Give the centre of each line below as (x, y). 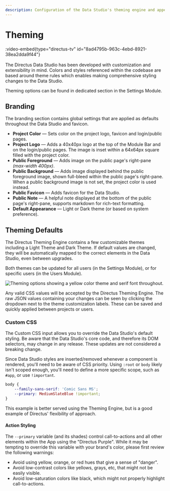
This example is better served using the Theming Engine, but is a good (79, 408)
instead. (21, 187)
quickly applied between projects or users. (50, 309)
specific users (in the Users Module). (44, 274)
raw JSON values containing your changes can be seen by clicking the (79, 299)
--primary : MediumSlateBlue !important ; (57, 394)
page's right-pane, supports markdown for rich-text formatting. (79, 204)
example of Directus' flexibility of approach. (51, 413)
